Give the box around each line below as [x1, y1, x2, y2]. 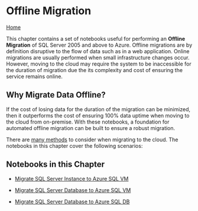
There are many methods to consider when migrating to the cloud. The [6, 136, 178, 143]
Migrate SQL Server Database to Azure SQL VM [14, 186, 131, 193]
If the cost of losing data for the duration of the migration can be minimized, [6, 105, 191, 113]
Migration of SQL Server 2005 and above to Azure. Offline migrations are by [6, 41, 193, 48]
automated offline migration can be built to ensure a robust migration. [6, 124, 176, 131]
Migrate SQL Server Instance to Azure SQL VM [14, 175, 129, 182]
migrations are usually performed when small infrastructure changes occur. [6, 54, 190, 61]
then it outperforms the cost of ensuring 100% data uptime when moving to [6, 112, 190, 119]
